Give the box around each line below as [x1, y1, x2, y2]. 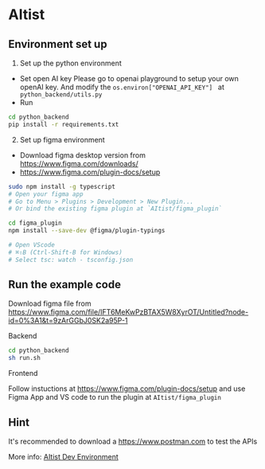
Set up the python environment [19, 58, 122, 68]
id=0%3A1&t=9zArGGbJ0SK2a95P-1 [8, 316, 129, 326]
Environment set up [8, 37, 107, 51]
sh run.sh [8, 354, 41, 362]
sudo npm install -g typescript [8, 182, 115, 190]
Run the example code [8, 278, 122, 291]
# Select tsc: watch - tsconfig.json [8, 256, 134, 264]
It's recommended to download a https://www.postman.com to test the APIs [8, 436, 258, 446]
